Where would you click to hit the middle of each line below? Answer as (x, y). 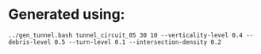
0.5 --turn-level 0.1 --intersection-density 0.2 (138, 42)
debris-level (30, 42)
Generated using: (67, 14)
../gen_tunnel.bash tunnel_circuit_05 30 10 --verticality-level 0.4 (126, 35)
